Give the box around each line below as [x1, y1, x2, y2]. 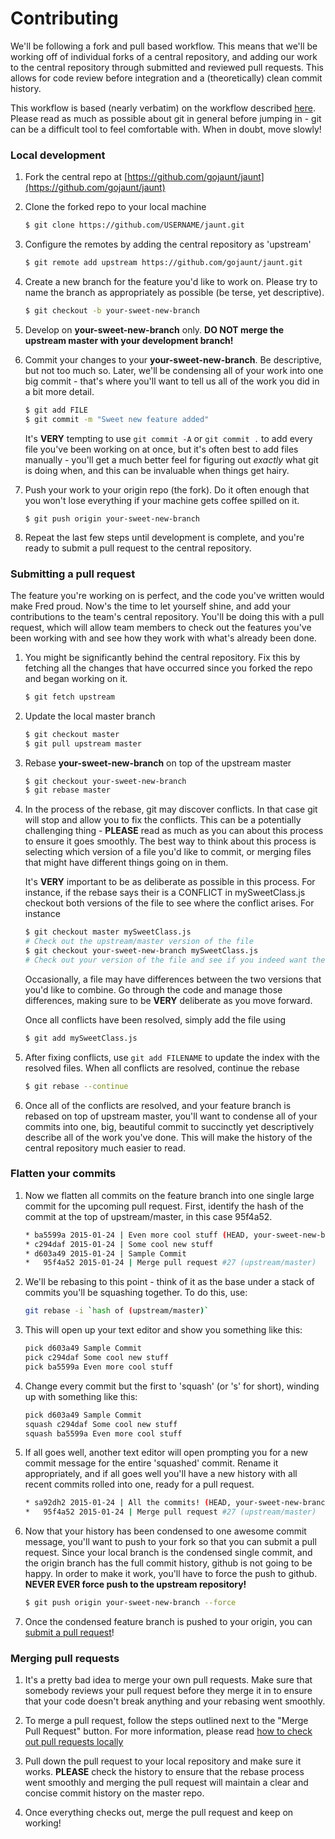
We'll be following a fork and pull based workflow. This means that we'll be [10, 40, 318, 52]
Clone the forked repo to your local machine [24, 201, 207, 213]
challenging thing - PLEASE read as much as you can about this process [24, 825, 324, 837]
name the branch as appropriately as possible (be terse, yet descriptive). [24, 286, 325, 298]
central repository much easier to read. [24, 1142, 186, 1154]
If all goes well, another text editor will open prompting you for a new [24, 1447, 309, 1459]
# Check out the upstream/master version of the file [24, 937, 254, 947]
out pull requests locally [24, 1736, 124, 1748]
